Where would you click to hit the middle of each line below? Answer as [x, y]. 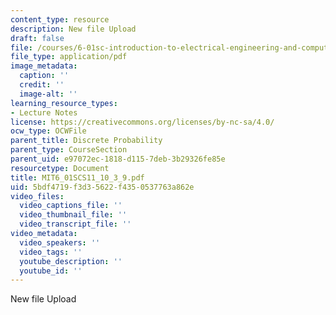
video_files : [37, 196]
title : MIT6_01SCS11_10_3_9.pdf [77, 177]
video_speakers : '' [60, 242]
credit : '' [42, 85]
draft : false [37, 38]
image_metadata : [44, 66]
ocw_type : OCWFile [48, 131]
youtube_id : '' [51, 271]
